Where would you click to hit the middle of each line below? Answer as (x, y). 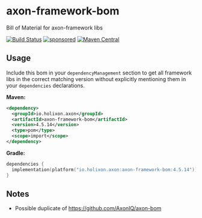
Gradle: (16, 153)
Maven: (16, 97)
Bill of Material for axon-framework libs (55, 28)
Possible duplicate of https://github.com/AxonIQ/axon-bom (88, 208)
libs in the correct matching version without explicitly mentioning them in (96, 79)
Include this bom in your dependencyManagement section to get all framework (99, 73)
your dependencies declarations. (46, 85)
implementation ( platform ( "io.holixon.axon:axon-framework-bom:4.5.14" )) (105, 169)
